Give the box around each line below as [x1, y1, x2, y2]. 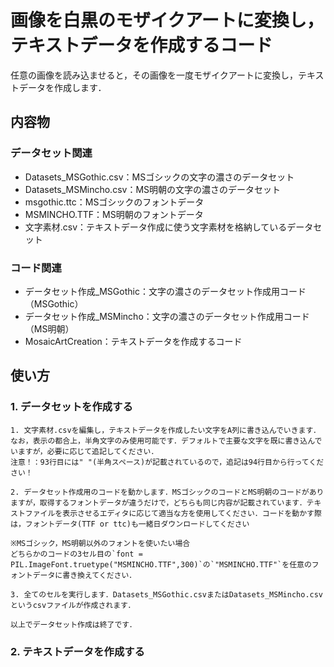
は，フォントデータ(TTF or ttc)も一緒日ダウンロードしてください [10, 519, 250, 529]
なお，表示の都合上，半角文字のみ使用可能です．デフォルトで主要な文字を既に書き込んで [10, 436, 323, 446]
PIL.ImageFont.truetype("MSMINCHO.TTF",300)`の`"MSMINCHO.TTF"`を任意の [10, 559, 312, 570]
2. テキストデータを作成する [10, 644, 145, 658]
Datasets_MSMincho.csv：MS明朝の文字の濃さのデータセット [24, 183, 282, 195]
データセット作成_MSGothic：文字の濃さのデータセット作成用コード [24, 285, 307, 297]
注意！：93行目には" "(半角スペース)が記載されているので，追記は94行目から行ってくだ [10, 457, 325, 467]
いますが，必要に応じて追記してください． [10, 446, 159, 456]
